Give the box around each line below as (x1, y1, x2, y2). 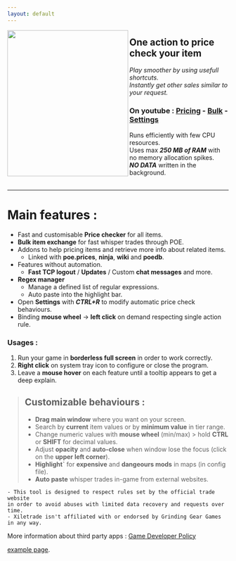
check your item (129, 47, 202, 60)
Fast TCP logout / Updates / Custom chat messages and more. (27, 267, 213, 276)
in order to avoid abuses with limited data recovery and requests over (7, 500, 225, 508)
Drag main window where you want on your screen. (34, 415, 186, 423)
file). (34, 467, 48, 476)
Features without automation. (17, 260, 103, 268)
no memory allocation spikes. (129, 153, 214, 162)
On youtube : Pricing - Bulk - (129, 106, 228, 116)
